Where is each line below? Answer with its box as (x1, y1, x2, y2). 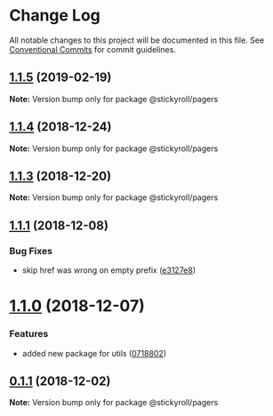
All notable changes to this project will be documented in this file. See (9, 35, 265, 45)
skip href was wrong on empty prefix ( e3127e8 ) (21, 265, 197, 276)
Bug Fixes (9, 244, 53, 257)
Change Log (9, 5, 100, 26)
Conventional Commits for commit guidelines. (9, 44, 176, 54)
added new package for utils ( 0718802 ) (21, 348, 167, 358)
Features (9, 328, 49, 340)
